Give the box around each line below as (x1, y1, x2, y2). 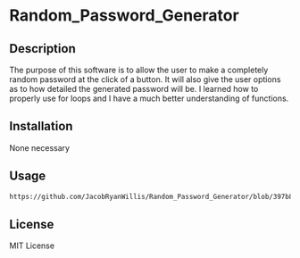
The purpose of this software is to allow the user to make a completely (9, 64, 269, 75)
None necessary (9, 142, 70, 153)
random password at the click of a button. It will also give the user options (9, 74, 281, 85)
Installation (9, 119, 73, 134)
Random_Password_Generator (9, 5, 239, 26)
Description (9, 41, 76, 56)
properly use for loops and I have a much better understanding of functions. (9, 93, 289, 104)
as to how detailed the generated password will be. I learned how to (9, 84, 259, 94)
